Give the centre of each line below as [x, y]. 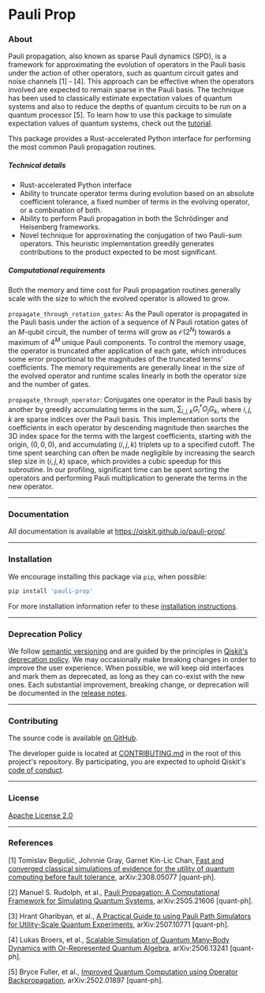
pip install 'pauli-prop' [50, 591]
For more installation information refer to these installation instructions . [123, 606]
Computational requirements [57, 271]
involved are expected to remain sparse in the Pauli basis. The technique [126, 90]
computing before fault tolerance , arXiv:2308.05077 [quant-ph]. [112, 877]
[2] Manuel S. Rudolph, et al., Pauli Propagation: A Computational [114, 892]
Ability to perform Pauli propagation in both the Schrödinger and [124, 219]
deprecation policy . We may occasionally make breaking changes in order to [132, 659]
